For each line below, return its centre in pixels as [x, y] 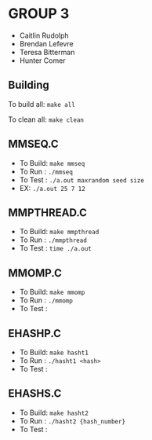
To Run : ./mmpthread [53, 240]
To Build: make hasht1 [54, 352]
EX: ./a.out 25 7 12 [52, 188]
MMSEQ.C [33, 144]
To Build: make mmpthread [59, 232]
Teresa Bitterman [47, 52]
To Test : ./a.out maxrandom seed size [82, 180]
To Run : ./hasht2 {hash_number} [72, 420]
